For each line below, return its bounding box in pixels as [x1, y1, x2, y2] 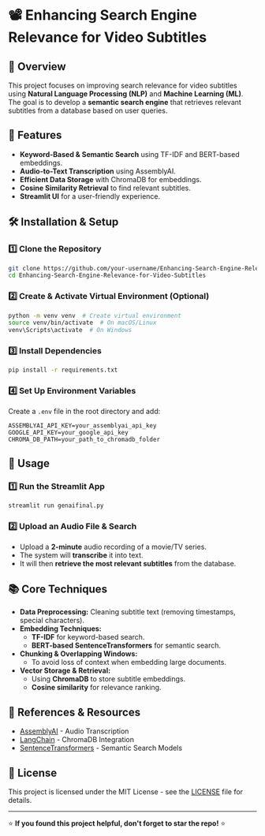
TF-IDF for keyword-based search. [31, 633, 145, 642]
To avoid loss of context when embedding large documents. [31, 658, 227, 667]
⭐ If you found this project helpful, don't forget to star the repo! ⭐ [8, 818, 226, 828]
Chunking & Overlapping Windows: [19, 649, 138, 659]
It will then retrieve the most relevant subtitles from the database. [19, 558, 237, 568]
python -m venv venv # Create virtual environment [8, 312, 181, 319]
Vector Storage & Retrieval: [19, 666, 111, 675]
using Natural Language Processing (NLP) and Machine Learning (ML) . [8, 89, 244, 99]
